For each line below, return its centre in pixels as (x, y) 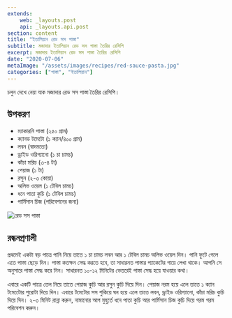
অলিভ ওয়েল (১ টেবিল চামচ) (46, 186)
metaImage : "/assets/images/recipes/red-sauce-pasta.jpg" (93, 66)
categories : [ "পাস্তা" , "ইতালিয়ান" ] (50, 72)
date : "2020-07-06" (36, 59)
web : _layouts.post (48, 20)
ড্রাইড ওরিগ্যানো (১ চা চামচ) (45, 155)
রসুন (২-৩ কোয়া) (35, 178)
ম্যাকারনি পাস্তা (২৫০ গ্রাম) (43, 131)
